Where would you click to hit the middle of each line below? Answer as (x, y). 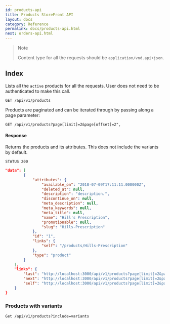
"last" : (31, 274)
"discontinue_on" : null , (68, 199)
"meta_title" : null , (63, 213)
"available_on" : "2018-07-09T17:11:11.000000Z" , (93, 185)
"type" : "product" (52, 255)
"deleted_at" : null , (63, 189)
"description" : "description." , (75, 194)
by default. (16, 152)
